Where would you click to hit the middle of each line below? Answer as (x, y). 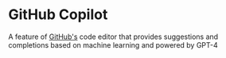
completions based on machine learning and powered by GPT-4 (113, 44)
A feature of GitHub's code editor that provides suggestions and (113, 37)
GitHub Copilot (58, 15)
